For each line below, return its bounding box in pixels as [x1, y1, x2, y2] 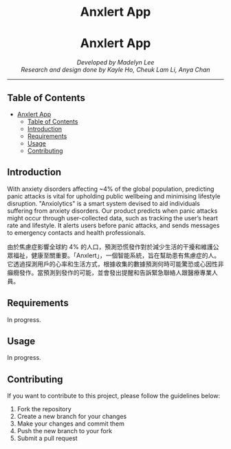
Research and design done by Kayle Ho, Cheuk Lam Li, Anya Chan [20, 66, 211, 74]
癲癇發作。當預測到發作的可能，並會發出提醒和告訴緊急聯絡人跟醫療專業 [7, 268, 212, 277]
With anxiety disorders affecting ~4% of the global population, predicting [7, 185, 214, 193]
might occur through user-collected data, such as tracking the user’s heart [7, 214, 218, 222]
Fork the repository [16, 405, 72, 413]
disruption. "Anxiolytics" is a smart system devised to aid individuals [7, 199, 201, 207]
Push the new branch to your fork [16, 427, 112, 435]
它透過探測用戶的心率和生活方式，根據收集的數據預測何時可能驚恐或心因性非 [7, 260, 224, 268]
